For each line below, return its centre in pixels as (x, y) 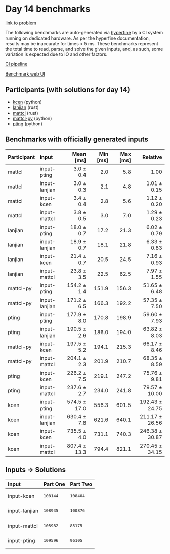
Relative (152, 157)
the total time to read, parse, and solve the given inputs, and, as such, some (84, 49)
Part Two (81, 484)
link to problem (21, 23)
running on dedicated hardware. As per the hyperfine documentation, (78, 38)
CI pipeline (16, 64)
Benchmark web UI (25, 73)
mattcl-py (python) (32, 118)
